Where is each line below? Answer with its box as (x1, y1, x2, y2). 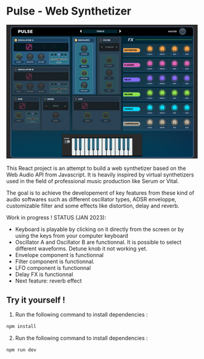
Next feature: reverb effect (15, 277, 82, 284)
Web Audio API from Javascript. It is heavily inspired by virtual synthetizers (6, 171, 194, 178)
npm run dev (6, 347, 36, 353)
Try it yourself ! (6, 295, 66, 305)
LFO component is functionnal (15, 264, 91, 272)
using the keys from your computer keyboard (15, 232, 129, 240)
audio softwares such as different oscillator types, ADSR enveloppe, (6, 196, 177, 203)
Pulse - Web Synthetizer (6, 4, 132, 18)
